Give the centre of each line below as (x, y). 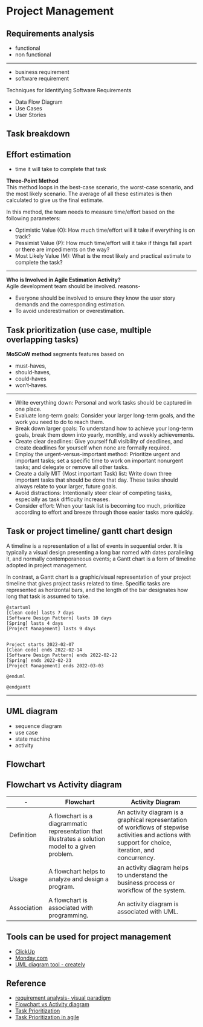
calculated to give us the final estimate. (55, 200)
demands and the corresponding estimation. (70, 305)
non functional (33, 55)
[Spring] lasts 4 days (35, 623)
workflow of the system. (152, 890)
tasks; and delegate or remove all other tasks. (72, 467)
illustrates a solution (77, 838)
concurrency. (136, 858)
